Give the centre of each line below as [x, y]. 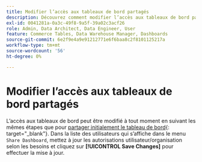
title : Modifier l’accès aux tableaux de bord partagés [78, 12]
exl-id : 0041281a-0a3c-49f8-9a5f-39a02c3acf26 [66, 23]
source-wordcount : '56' [36, 51]
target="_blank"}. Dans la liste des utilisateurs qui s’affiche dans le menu [96, 133]
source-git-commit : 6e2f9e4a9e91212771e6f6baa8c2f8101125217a [86, 40]
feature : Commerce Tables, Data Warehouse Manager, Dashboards [87, 34]
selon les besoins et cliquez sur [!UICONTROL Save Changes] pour [90, 146]
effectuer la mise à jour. [35, 152]
